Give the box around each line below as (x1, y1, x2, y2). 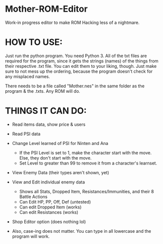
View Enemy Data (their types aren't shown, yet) (12, 169, 109, 175)
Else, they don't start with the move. (19, 155, 92, 161)
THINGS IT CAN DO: (5, 105, 87, 117)
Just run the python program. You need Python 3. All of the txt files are (5, 53, 147, 59)
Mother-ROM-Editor (5, 3, 88, 15)
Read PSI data (12, 131, 40, 137)
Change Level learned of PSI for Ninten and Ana (12, 140, 109, 146)
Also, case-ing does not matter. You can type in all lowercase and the (12, 228, 151, 234)
